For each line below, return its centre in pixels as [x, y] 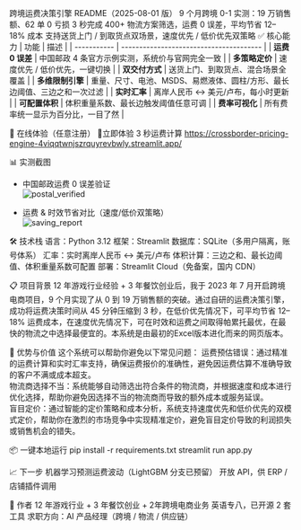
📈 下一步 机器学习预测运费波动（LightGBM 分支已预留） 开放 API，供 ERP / [149, 472]
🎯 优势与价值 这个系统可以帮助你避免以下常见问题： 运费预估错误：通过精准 [149, 352]
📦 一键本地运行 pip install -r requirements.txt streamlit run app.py [131, 450]
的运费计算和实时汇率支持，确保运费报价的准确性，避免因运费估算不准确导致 [150, 363]
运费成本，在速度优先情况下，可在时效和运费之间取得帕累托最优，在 [153, 322]
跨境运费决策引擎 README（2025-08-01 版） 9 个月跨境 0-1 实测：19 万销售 [150, 13]
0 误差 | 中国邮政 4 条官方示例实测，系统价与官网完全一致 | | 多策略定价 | [143, 58]
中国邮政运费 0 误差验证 [66, 184]
